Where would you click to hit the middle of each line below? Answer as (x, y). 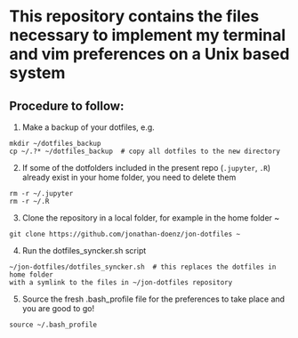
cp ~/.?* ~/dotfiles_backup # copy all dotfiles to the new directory (145, 151)
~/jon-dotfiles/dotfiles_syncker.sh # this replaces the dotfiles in (143, 267)
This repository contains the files (134, 16)
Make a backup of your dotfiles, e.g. (89, 127)
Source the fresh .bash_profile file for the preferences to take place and (153, 299)
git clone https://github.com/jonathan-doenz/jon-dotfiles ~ (125, 234)
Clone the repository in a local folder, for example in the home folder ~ (151, 218)
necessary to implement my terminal (148, 35)
